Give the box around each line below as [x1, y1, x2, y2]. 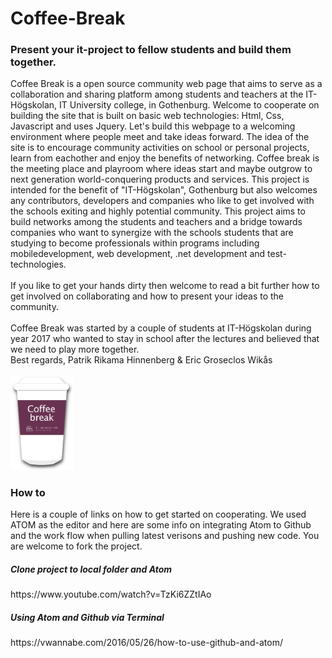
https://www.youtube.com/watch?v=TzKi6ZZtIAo [10, 588, 212, 601]
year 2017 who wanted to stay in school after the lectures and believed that [10, 333, 320, 345]
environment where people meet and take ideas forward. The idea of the [10, 131, 310, 143]
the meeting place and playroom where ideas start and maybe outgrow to [10, 163, 313, 175]
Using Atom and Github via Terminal [10, 611, 165, 623]
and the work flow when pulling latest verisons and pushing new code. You [10, 530, 320, 542]
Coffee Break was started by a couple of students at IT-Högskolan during [10, 322, 312, 334]
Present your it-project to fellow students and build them [10, 43, 292, 57]
